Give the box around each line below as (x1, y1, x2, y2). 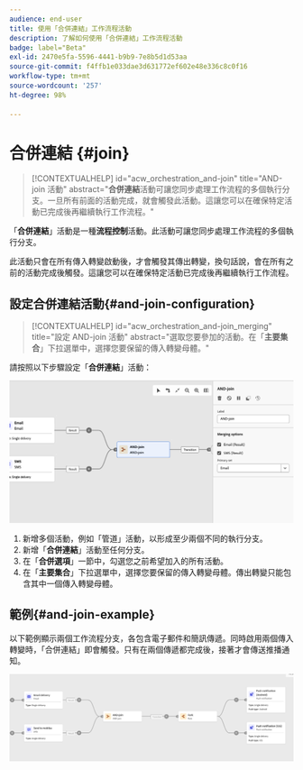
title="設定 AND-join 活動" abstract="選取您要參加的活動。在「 (31, 332, 265, 343)
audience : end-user (9, 14, 83, 23)
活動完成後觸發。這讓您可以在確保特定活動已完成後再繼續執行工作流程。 (24, 267, 294, 279)
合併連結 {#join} (9, 142, 130, 163)
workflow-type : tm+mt (9, 72, 91, 81)
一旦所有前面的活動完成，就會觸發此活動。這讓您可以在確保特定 (47, 195, 285, 206)
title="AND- (239, 173, 283, 184)
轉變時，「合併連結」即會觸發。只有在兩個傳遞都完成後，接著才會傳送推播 (9, 644, 282, 655)
